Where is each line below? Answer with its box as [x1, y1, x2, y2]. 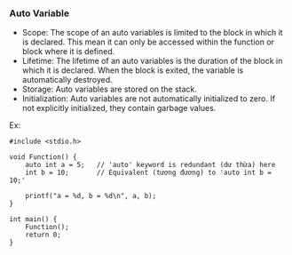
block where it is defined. [21, 46, 115, 57]
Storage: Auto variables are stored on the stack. [21, 84, 198, 95]
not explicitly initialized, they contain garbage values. [21, 103, 217, 114]
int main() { [9, 215, 58, 224]
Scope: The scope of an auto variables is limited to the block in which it [21, 28, 283, 38]
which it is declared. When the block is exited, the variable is [21, 65, 244, 76]
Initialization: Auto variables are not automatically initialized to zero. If [21, 93, 276, 104]
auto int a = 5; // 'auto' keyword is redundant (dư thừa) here [25, 161, 276, 170]
